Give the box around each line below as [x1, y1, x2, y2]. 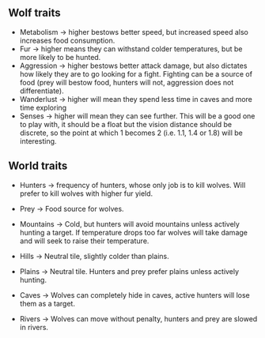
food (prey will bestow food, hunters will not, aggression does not [19, 77, 234, 87]
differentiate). [19, 86, 65, 96]
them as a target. [19, 299, 75, 308]
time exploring [19, 103, 67, 112]
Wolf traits [8, 6, 61, 20]
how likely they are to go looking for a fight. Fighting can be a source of [19, 69, 253, 78]
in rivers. [19, 322, 49, 332]
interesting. [19, 136, 57, 145]
